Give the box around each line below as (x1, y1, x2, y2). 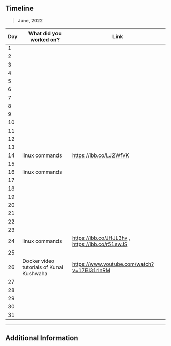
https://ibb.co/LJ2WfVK (72, 152, 129, 159)
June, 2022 (17, 17, 43, 23)
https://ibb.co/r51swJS (72, 241, 128, 248)
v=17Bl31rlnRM (72, 267, 111, 274)
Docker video (22, 257, 55, 264)
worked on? (30, 36, 60, 43)
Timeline (5, 4, 34, 13)
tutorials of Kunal (22, 264, 64, 271)
